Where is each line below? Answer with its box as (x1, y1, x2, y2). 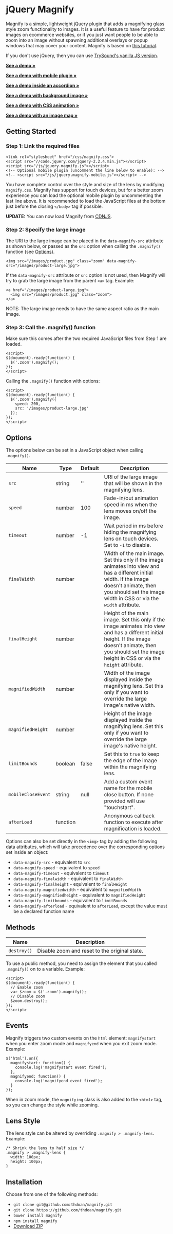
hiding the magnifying (104, 529, 157, 536)
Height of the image (104, 710, 152, 717)
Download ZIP (13, 1223, 43, 1229)
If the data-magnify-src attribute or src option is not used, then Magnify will (6, 272, 166, 278)
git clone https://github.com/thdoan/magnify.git (13, 1208, 122, 1213)
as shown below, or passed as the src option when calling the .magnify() (6, 243, 161, 249)
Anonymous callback (104, 812, 155, 819)
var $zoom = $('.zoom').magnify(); (10, 989, 87, 994)
